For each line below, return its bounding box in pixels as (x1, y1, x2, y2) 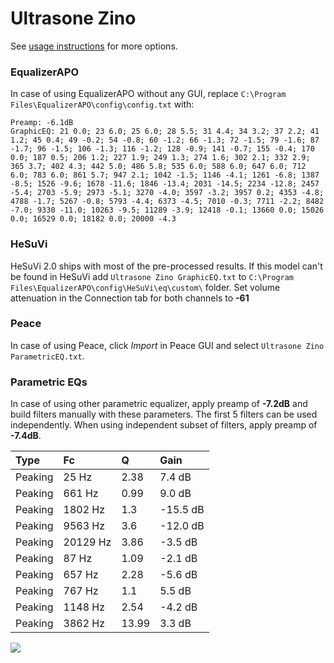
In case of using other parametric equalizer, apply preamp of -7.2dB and (10, 398, 308, 410)
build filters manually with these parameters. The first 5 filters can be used (10, 408, 318, 421)
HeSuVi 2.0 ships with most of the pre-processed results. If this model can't (10, 260, 323, 272)
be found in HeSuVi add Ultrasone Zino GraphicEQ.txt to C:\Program (10, 270, 295, 282)
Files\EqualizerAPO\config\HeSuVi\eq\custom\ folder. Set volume (10, 281, 281, 293)
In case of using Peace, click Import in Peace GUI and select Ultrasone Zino (10, 339, 325, 351)
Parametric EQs (10, 375, 88, 389)
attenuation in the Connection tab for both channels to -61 (10, 292, 250, 304)
